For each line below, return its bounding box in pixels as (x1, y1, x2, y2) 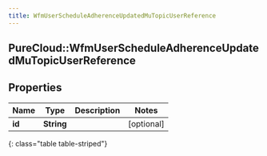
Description (74, 105, 121, 116)
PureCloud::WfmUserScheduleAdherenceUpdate (8, 42, 260, 55)
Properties (8, 81, 62, 94)
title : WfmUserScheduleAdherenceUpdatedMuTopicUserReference (8, 11, 217, 20)
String (42, 118, 67, 129)
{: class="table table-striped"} (8, 138, 108, 148)
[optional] (127, 118, 165, 129)
